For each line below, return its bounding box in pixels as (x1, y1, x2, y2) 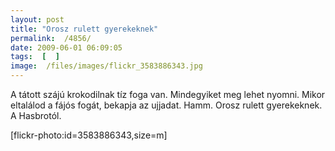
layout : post (10, 14, 65, 25)
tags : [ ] (10, 52, 60, 62)
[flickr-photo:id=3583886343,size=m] (10, 129, 168, 141)
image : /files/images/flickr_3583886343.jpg (10, 61, 203, 71)
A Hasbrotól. (10, 110, 62, 121)
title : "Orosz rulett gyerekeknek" (10, 24, 159, 34)
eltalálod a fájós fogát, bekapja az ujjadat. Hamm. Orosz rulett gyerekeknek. (10, 99, 323, 111)
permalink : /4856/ (10, 33, 92, 43)
